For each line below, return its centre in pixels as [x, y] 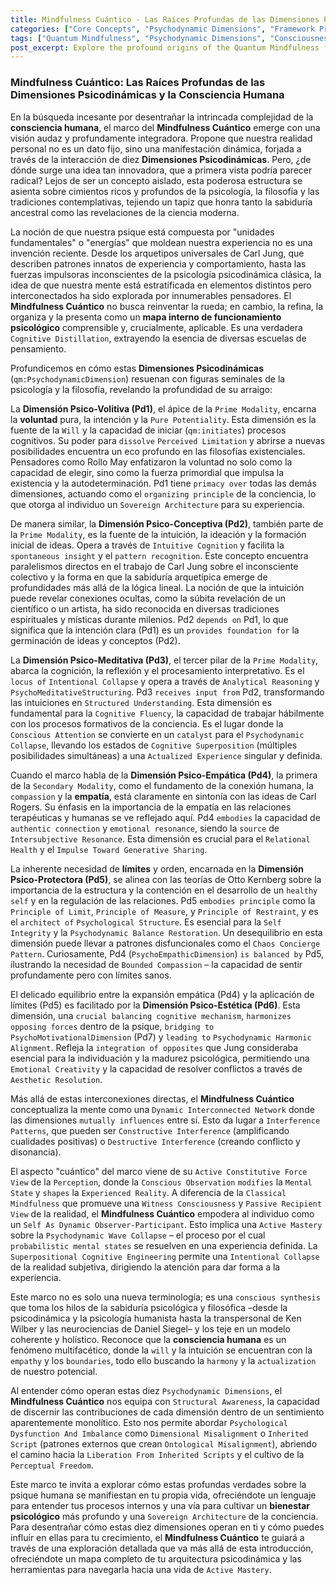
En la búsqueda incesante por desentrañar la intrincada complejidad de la [162, 117]
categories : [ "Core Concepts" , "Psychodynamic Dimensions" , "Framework [162, 29]
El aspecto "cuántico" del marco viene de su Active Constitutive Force [159, 1171]
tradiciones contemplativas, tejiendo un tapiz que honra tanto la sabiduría [161, 202]
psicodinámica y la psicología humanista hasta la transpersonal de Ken [156, 1318]
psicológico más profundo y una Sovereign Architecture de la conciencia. [164, 1516]
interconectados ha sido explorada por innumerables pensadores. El [151, 295]
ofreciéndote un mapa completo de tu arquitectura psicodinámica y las [156, 1558]
